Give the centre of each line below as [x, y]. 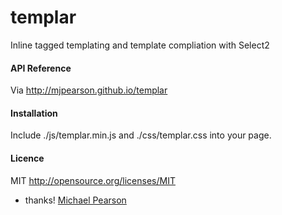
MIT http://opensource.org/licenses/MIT [93, 180]
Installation [34, 113]
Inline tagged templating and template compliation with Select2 [140, 45]
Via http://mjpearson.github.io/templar [89, 90]
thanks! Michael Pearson [75, 200]
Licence [27, 158]
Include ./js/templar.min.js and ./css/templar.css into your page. [141, 135]
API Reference [41, 68]
